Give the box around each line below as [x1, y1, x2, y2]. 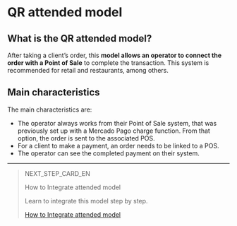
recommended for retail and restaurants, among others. [7, 66, 169, 74]
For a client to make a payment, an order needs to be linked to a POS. [17, 141, 220, 150]
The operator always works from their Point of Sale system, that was [17, 119, 217, 127]
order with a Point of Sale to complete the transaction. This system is [7, 59, 209, 67]
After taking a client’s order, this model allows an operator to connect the [7, 51, 222, 59]
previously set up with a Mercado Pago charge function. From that [17, 126, 210, 135]
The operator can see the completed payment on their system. [17, 149, 200, 157]
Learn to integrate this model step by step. [24, 196, 148, 205]
